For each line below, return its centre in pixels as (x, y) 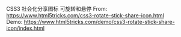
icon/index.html (26, 28)
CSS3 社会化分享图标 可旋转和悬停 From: (57, 9)
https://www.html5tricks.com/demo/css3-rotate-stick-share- (100, 22)
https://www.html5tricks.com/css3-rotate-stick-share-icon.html (85, 16)
